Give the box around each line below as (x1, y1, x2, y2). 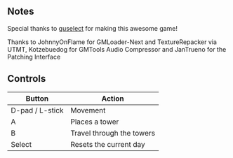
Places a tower (69, 117, 119, 127)
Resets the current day (69, 139, 145, 149)
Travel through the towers (69, 128, 156, 138)
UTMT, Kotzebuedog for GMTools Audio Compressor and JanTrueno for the (7, 45, 227, 53)
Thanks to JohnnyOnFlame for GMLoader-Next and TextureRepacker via (7, 38, 218, 46)
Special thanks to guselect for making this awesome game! (7, 24, 178, 32)
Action (101, 94, 124, 103)
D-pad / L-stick (11, 105, 64, 115)
